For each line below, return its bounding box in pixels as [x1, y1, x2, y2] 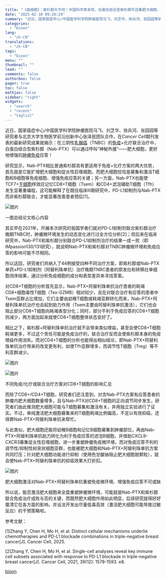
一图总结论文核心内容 [5, 214, 48, 220]
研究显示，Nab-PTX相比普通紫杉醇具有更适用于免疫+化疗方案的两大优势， [5, 162, 157, 168]
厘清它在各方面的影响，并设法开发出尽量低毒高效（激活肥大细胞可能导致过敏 [5, 501, 161, 507]
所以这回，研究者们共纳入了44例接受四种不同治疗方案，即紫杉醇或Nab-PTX [5, 260, 160, 266]
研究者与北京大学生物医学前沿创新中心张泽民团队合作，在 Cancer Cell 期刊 [5, 133, 155, 139]
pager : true [5, 81, 30, 86]
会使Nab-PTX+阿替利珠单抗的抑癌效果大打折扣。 [5, 457, 105, 463]
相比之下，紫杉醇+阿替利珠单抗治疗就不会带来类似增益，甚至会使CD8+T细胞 [5, 325, 161, 331]
